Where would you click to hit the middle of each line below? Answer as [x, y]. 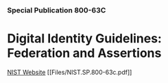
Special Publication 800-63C [57, 10]
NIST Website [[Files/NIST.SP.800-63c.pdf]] [70, 72]
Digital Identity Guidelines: [85, 39]
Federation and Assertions [84, 53]
